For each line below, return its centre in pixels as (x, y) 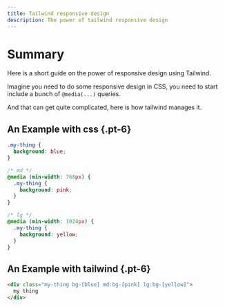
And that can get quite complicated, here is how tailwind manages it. (105, 107)
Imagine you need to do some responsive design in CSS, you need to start (112, 86)
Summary (36, 54)
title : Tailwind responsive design (58, 13)
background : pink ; (46, 190)
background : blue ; (40, 152)
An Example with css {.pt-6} (69, 129)
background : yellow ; (49, 234)
